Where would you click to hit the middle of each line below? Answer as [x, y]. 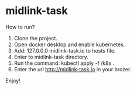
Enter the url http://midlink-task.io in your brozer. [73, 69]
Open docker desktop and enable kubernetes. [69, 44]
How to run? [20, 27]
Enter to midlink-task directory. [51, 57]
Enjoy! [13, 81]
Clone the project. [36, 38]
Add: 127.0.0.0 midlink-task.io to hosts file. [65, 50]
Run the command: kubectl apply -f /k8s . [64, 63]
